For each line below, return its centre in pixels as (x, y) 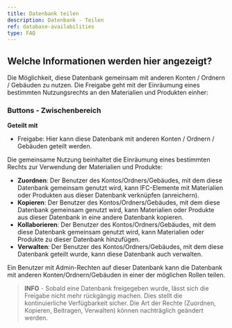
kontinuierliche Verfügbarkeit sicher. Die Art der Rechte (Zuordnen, (120, 303)
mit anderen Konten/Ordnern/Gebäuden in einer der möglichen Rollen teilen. (116, 275)
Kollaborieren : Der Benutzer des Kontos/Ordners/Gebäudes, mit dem (117, 225)
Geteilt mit (23, 126)
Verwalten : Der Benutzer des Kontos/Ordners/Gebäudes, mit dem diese (121, 247)
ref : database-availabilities (51, 26)
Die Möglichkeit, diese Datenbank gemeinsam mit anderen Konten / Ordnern (116, 78)
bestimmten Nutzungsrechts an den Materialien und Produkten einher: (108, 93)
